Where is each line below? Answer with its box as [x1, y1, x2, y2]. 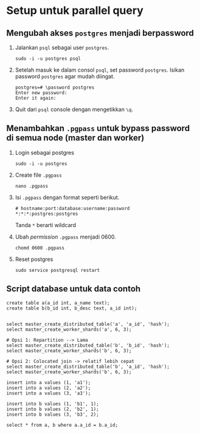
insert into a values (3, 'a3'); [6, 390, 91, 396]
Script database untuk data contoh [6, 283, 141, 294]
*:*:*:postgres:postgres [15, 211, 78, 217]
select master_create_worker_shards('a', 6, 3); [6, 326, 132, 333]
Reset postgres [15, 256, 53, 263]
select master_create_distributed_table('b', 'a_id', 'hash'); [6, 364, 170, 370]
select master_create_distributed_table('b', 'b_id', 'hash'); [6, 342, 170, 348]
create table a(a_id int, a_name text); [6, 300, 111, 306]
